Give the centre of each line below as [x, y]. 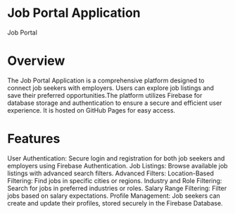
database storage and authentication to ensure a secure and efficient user [115, 103]
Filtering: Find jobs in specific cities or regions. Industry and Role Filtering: [115, 180]
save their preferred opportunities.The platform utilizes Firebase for [105, 95]
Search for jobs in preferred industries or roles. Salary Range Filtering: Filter [117, 188]
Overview [36, 61]
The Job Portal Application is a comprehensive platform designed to [106, 80]
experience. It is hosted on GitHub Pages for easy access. [91, 110]
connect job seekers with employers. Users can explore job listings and [111, 88]
